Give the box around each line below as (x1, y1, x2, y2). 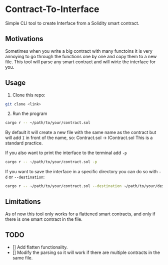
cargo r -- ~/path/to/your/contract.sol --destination (5, 184, 122, 189)
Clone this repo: (12, 92, 45, 98)
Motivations (5, 35, 43, 43)
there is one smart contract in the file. (5, 216, 82, 222)
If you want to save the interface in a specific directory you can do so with (5, 169, 158, 175)
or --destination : (8, 174, 45, 180)
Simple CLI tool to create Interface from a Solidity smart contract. (5, 20, 139, 26)
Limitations (5, 197, 41, 206)
